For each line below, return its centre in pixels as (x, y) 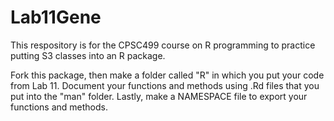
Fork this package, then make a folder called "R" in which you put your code (167, 75)
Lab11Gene (56, 17)
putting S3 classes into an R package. (88, 55)
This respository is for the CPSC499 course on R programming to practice (163, 45)
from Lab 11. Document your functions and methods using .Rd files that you (165, 85)
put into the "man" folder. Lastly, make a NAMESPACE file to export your (159, 96)
